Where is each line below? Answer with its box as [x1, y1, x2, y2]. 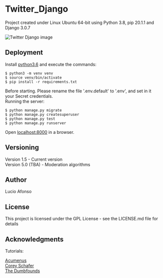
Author [5, 175, 27, 184]
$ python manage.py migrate [5, 107, 62, 113]
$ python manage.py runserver [5, 121, 67, 126]
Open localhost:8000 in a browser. [5, 129, 74, 135]
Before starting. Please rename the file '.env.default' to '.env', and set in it [5, 88, 152, 94]
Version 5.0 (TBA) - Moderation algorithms [5, 161, 91, 167]
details [5, 221, 18, 227]
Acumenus [5, 257, 27, 263]
